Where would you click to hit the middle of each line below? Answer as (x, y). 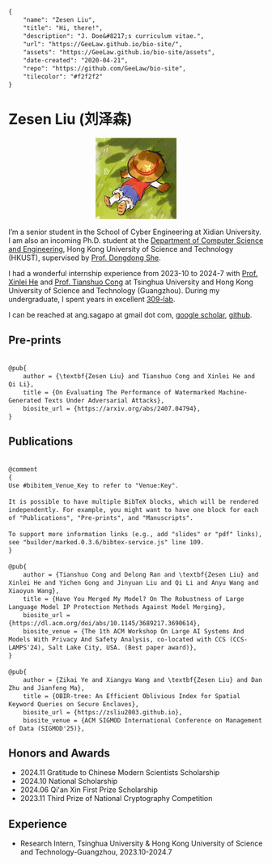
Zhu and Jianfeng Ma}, (47, 688)
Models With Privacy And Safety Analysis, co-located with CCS (117, 639)
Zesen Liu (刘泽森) (70, 119)
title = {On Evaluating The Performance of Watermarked (119, 392)
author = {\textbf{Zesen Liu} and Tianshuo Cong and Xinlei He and (139, 376)
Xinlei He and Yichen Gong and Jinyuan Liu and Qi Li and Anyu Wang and (134, 582)
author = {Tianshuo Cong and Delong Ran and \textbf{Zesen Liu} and (141, 574)
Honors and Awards (59, 753)
